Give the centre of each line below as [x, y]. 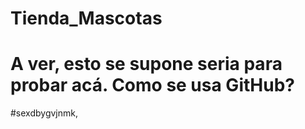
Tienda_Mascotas [86, 18]
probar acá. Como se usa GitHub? [152, 85]
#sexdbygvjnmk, [44, 113]
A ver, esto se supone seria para [146, 64]
